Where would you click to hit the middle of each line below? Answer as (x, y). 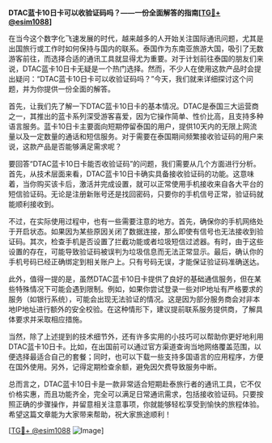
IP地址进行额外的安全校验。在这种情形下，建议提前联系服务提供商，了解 (136, 309)
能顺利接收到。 (33, 204)
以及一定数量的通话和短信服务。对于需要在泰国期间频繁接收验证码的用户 (136, 136)
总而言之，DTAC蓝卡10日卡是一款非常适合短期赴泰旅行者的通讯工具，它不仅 (135, 384)
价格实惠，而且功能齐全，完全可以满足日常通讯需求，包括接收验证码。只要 (132, 394)
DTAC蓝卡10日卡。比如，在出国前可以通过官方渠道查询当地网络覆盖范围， (132, 346)
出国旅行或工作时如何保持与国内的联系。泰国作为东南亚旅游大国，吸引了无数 (136, 49)
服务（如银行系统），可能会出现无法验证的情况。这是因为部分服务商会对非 (131, 299)
